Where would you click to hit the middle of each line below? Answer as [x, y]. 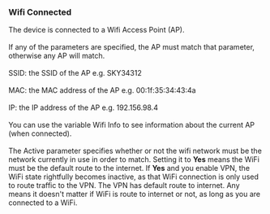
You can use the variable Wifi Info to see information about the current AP [132, 125]
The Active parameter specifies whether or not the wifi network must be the [135, 151]
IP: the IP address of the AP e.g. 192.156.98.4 [83, 107]
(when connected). [40, 133]
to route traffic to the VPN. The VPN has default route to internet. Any [124, 186]
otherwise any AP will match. [57, 56]
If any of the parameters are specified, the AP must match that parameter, [132, 47]
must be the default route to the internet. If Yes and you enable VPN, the [129, 168]
